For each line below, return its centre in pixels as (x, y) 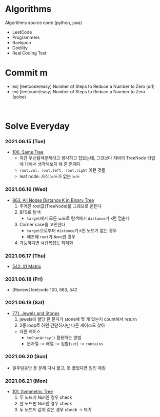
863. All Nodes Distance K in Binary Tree (53, 200)
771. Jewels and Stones (36, 313)
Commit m (26, 73)
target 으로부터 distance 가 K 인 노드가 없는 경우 (72, 230)
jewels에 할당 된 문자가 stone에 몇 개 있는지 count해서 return (78, 319)
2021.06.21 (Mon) (26, 381)
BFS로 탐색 (30, 212)
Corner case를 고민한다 (42, 224)
